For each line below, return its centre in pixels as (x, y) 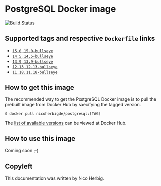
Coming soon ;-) (22, 151)
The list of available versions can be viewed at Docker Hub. (66, 123)
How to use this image (40, 139)
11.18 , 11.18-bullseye (35, 72)
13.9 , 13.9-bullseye (33, 61)
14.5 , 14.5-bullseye (33, 56)
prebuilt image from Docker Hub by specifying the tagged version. (73, 104)
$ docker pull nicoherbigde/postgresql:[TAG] (53, 114)
